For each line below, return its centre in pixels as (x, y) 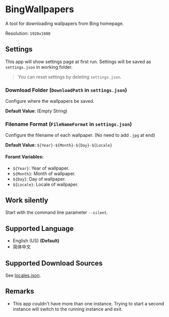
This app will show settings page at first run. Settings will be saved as (78, 62)
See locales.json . (23, 275)
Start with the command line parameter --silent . (57, 213)
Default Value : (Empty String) (36, 111)
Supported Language (39, 228)
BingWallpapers (40, 9)
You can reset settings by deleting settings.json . (69, 77)
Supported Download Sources (54, 263)
